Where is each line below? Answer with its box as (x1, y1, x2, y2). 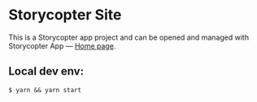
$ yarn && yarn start (8, 86, 82, 94)
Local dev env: (8, 65, 84, 79)
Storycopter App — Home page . (8, 40, 116, 50)
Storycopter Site (8, 6, 122, 24)
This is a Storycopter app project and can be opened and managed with (8, 32, 250, 42)
